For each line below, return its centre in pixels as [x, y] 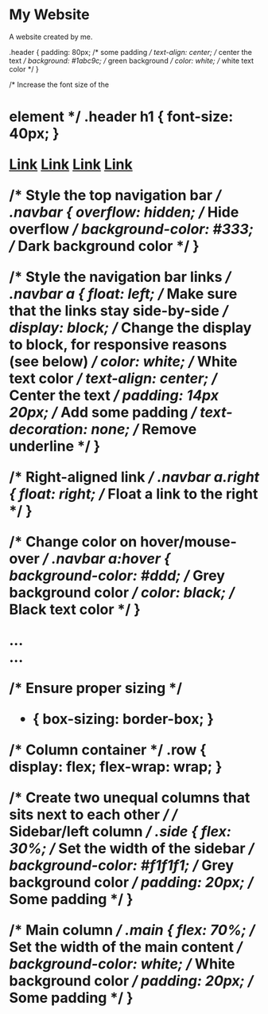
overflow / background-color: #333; [131, 229]
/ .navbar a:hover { [107, 559]
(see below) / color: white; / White [123, 362]
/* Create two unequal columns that [130, 798]
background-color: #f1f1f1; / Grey [121, 865]
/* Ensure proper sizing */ [95, 689]
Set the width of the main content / [126, 947]
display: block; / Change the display [130, 328]
